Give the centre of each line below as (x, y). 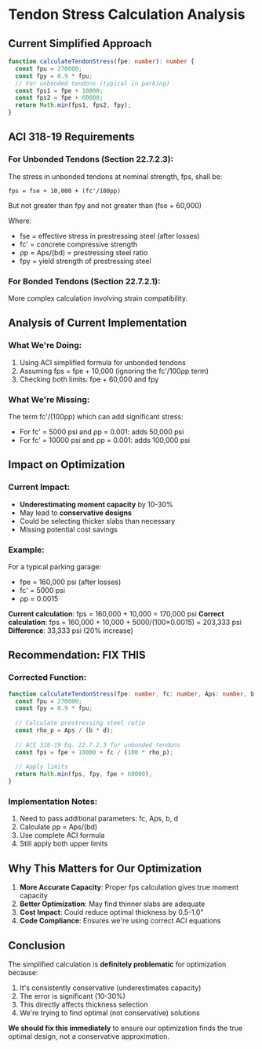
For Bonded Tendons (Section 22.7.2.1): (84, 281)
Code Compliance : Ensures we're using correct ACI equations (120, 921)
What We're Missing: (49, 400)
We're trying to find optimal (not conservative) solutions (109, 1012)
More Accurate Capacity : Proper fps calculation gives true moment (129, 887)
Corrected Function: (47, 678)
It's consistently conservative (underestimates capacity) (110, 988)
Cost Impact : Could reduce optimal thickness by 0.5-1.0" (111, 912)
